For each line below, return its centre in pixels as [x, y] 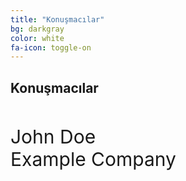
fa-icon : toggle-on [51, 47]
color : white [37, 38]
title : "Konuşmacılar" [57, 19]
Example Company [93, 159]
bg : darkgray [37, 29]
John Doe [53, 137]
